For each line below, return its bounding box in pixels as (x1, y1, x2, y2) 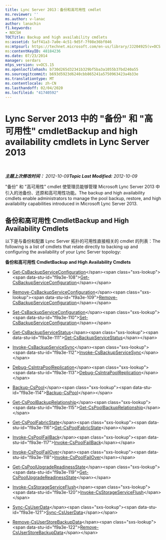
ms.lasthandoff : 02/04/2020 (5, 85, 63, 91)
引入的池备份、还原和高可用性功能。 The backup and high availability (5, 190, 145, 196)
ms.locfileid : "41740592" (5, 90, 58, 95)
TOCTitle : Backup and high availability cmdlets (5, 35, 108, 40)
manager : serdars (5, 58, 41, 63)
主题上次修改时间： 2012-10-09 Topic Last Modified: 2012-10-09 (5, 173, 138, 179)
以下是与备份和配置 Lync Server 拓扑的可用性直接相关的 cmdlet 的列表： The (5, 238, 161, 244)
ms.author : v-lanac (5, 16, 46, 21)
